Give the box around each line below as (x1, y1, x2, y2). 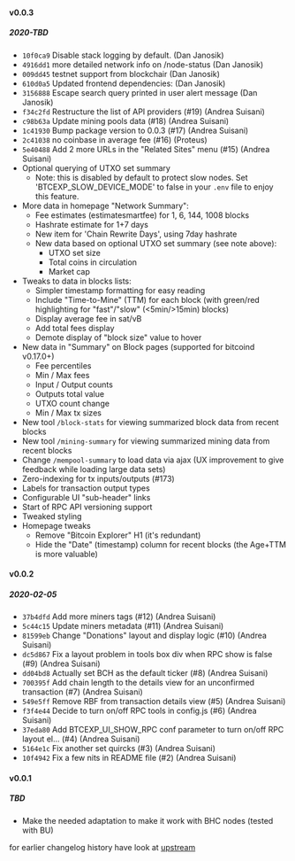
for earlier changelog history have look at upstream (9, 842, 196, 852)
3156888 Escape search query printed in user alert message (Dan (21, 87, 258, 97)
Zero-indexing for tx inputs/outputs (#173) (21, 473, 175, 484)
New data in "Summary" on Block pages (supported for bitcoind (21, 341, 255, 352)
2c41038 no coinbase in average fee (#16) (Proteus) (21, 134, 208, 145)
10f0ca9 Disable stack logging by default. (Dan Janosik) (21, 50, 224, 60)
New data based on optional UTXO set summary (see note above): (34, 237, 277, 248)
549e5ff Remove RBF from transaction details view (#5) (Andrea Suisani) (21, 696, 286, 707)
